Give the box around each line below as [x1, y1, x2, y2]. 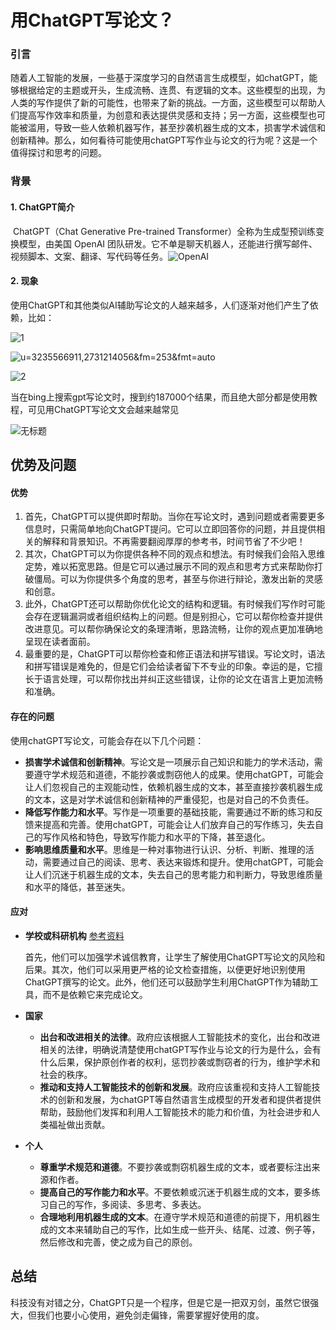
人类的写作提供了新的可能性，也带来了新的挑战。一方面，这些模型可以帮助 [10, 97, 317, 109]
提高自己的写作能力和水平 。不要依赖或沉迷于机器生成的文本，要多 [39, 1186, 312, 1198]
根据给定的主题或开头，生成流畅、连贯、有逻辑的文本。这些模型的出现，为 [18, 84, 326, 96]
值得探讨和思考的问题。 [10, 147, 107, 159]
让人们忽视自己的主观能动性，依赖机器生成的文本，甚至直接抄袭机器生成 [24, 781, 323, 793]
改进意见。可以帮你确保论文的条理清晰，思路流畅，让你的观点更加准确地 [24, 623, 323, 635]
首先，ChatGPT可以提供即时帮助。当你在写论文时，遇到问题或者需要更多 [24, 511, 326, 523]
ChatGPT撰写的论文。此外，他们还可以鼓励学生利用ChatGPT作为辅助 [24, 976, 310, 988]
